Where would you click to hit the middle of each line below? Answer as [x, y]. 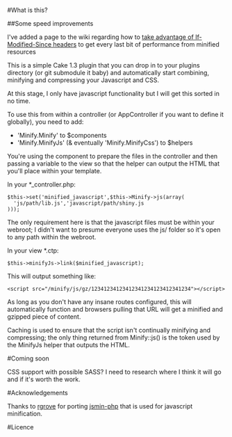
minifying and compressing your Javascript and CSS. [83, 80]
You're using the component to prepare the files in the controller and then [113, 156]
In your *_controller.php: [42, 184]
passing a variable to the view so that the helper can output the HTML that [114, 164]
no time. [19, 101]
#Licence [20, 427]
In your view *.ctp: [33, 251]
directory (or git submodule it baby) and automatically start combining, [108, 73]
